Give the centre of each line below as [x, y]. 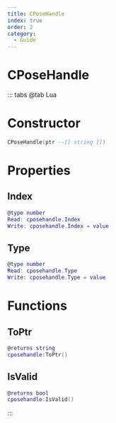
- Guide [25, 40]
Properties [39, 171]
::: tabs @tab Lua [32, 95]
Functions [37, 306]
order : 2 [20, 27]
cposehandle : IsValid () [41, 400]
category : [22, 34]
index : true [25, 21]
